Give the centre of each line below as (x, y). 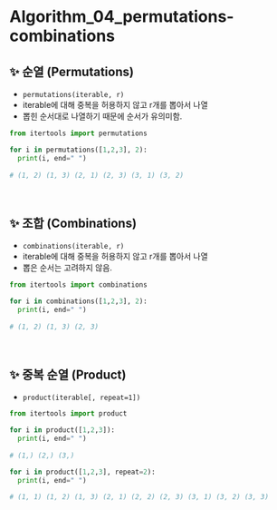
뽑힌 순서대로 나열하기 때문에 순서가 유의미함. (102, 116)
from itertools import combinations (78, 285)
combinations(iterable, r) (73, 247)
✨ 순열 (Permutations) (72, 71)
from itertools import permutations (78, 133)
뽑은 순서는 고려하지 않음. (67, 268)
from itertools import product (68, 414)
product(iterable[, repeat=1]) (81, 398)
